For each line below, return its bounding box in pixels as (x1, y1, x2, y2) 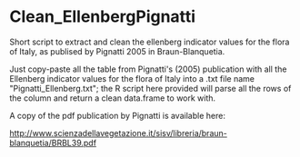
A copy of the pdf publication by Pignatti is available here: (9, 110, 225, 121)
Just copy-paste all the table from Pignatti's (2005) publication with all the (9, 64, 287, 74)
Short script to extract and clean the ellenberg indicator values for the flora (9, 36, 290, 47)
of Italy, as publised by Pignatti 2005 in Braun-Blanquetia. (9, 45, 225, 56)
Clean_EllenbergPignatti (9, 6, 196, 27)
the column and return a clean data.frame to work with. (9, 93, 216, 103)
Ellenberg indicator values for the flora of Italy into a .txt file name (9, 73, 255, 83)
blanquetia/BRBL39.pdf (9, 137, 97, 148)
